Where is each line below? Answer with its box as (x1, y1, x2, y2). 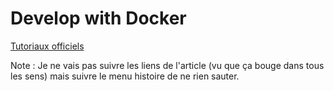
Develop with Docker (10, 7, 187, 30)
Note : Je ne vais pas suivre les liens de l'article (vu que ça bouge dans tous (10, 59, 325, 71)
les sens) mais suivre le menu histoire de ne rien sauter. (10, 70, 240, 82)
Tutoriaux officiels (10, 40, 85, 52)
